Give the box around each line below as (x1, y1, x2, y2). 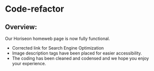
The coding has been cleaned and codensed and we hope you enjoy (12, 55, 149, 61)
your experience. (12, 61, 46, 66)
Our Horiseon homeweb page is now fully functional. (5, 35, 110, 41)
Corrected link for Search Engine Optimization (12, 45, 104, 51)
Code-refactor (5, 3, 64, 15)
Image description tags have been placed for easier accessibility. (12, 50, 142, 56)
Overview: (5, 23, 37, 31)
